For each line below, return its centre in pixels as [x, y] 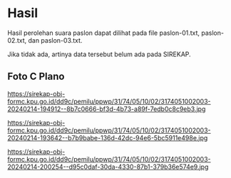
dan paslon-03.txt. [55, 40]
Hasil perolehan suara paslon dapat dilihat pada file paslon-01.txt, [104, 33]
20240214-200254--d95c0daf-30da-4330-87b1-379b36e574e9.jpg [108, 167]
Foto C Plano [36, 77]
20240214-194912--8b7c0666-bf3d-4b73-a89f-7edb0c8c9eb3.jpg [107, 109]
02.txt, [17, 40]
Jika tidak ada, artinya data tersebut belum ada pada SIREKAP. [99, 54]
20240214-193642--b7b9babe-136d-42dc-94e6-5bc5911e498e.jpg [108, 137]
